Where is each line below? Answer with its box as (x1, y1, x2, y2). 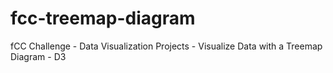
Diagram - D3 (10, 50, 67, 62)
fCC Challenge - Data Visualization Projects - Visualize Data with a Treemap (10, 40, 323, 52)
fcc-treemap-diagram (10, 7, 196, 30)
